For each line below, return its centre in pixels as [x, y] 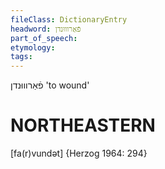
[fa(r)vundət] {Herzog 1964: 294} [79, 153]
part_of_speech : [44, 38]
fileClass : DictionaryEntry [69, 19]
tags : [21, 57]
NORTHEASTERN [83, 125]
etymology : [33, 47]
